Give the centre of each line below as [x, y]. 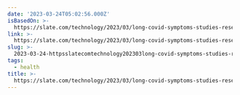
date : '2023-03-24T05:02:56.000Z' [59, 14]
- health [27, 67]
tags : [15, 61]
